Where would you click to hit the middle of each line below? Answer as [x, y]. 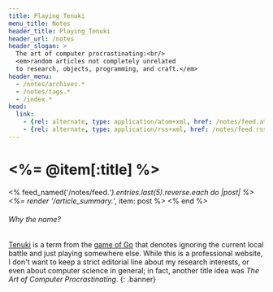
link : [25, 115]
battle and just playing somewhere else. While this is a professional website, [136, 253]
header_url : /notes [41, 39]
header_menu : [30, 76]
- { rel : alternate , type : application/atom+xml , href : [118, 122]
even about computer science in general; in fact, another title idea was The [134, 270]
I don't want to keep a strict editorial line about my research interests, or [129, 262]
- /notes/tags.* [43, 92]
